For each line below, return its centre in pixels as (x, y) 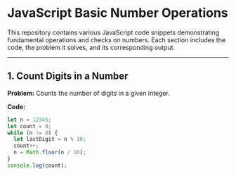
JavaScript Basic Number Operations (118, 13)
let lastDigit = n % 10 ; (50, 139)
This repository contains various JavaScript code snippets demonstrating (113, 32)
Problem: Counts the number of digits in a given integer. (89, 93)
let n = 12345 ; (29, 120)
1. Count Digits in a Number (68, 76)
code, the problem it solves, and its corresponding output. (91, 47)
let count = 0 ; (29, 126)
